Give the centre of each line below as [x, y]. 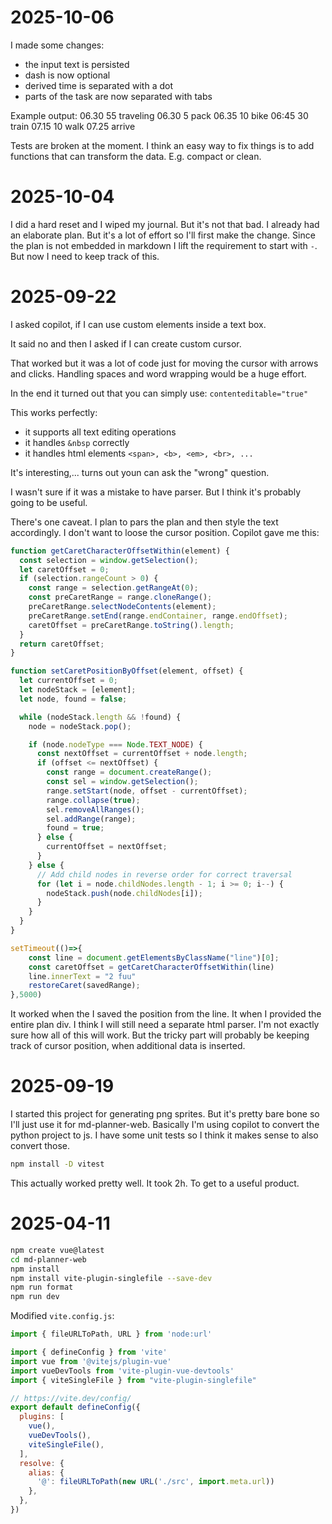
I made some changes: [57, 45]
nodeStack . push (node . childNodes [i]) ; [124, 893]
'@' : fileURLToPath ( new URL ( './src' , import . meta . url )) [155, 1482]
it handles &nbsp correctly [77, 442]
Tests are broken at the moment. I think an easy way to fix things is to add [162, 145]
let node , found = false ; [73, 699]
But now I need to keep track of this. [85, 256]
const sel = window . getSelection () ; [122, 782]
